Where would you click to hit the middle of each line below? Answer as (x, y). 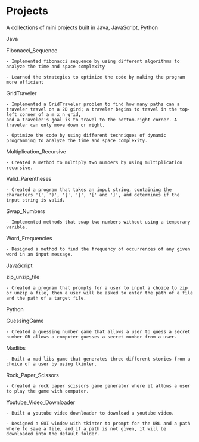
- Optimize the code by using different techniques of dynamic (86, 135)
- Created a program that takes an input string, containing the (89, 189)
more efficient (25, 82)
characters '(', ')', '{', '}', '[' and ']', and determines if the (93, 195)
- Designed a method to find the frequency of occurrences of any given (98, 249)
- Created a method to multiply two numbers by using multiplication (94, 162)
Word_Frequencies (29, 238)
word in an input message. (40, 254)
